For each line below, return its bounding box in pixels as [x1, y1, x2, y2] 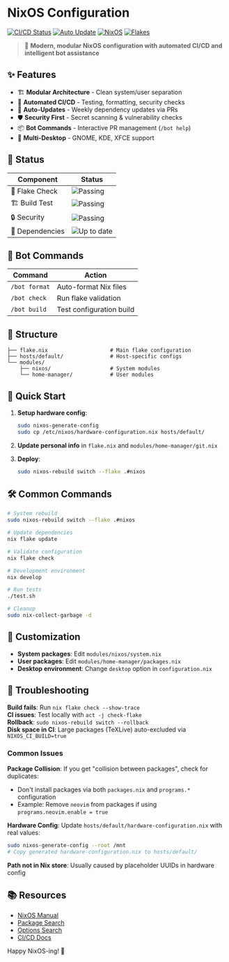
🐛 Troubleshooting [7, 684, 89, 697]
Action [84, 270, 107, 280]
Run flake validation [56, 294, 121, 303]
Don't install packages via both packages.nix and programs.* [17, 785, 191, 794]
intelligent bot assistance [24, 49, 100, 57]
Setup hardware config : [17, 409, 88, 417]
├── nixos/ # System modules [19, 365, 160, 372]
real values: [7, 828, 40, 837]
